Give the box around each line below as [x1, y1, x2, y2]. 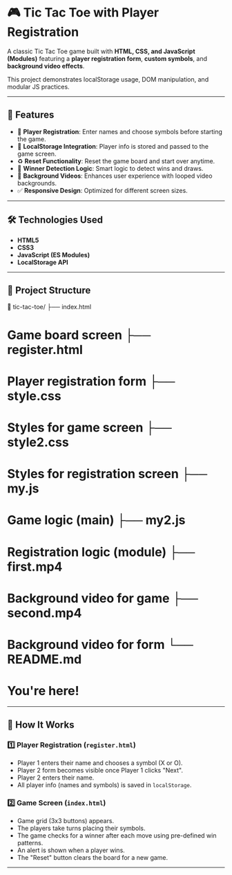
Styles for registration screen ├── [7, 466, 208, 482]
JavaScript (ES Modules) [17, 250, 90, 259]
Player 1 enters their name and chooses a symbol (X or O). [17, 758, 183, 767]
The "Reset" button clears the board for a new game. [17, 853, 168, 861]
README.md [7, 651, 82, 667]
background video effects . [7, 62, 85, 70]
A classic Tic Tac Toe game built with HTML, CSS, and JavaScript [7, 47, 195, 55]
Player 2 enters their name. [17, 773, 95, 782]
